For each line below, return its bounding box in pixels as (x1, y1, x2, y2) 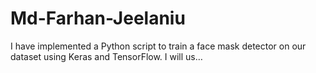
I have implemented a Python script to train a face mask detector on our (10, 40, 307, 52)
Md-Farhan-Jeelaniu (10, 7, 186, 30)
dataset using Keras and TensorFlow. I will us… (10, 50, 203, 62)
